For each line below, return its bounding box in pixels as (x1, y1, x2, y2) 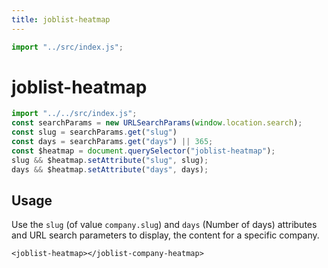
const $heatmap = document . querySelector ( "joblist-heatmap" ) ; (11, 146, 276, 156)
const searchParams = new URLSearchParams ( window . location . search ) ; (11, 118, 303, 128)
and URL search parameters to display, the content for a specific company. (11, 229, 320, 241)
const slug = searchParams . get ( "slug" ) (11, 127, 178, 138)
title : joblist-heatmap (11, 14, 111, 25)
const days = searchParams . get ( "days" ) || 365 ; (11, 137, 214, 147)
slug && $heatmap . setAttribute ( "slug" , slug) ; (11, 155, 209, 165)
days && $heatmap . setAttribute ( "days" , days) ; (11, 164, 209, 175)
